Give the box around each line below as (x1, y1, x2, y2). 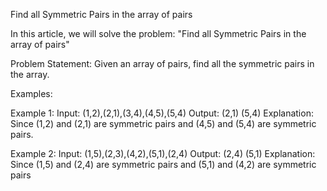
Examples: (10, 88, 53, 99)
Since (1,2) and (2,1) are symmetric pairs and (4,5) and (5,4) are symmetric (10, 118, 317, 129)
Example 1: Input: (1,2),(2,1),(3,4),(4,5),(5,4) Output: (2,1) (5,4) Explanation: (10, 107, 314, 119)
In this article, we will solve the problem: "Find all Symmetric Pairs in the (10, 28, 307, 39)
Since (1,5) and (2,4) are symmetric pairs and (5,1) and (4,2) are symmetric (10, 159, 317, 170)
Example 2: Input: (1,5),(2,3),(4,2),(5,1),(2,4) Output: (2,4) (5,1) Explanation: (10, 148, 316, 159)
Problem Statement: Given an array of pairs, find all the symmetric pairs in (10, 58, 315, 69)
